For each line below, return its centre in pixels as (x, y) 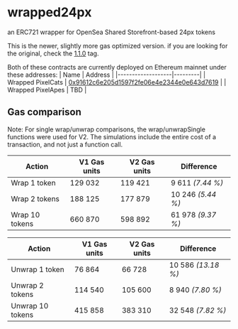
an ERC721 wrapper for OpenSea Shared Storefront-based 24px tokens (112, 32)
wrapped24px (50, 12)
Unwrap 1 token (38, 269)
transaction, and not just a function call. (65, 144)
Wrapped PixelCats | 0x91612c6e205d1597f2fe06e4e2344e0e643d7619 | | (117, 82)
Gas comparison (44, 112)
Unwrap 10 (30, 306)
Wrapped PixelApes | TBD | (47, 90)
